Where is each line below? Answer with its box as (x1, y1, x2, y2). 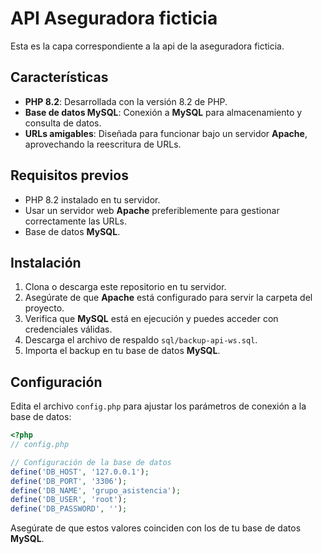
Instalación (10, 254, 82, 271)
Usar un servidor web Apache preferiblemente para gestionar (24, 204, 280, 216)
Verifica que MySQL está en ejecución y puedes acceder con (24, 313, 279, 325)
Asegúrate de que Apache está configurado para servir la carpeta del (24, 292, 313, 304)
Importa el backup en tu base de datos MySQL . (24, 345, 221, 357)
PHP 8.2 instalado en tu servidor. (24, 193, 161, 206)
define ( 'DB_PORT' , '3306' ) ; (10, 476, 128, 486)
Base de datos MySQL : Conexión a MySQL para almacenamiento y (24, 106, 303, 118)
